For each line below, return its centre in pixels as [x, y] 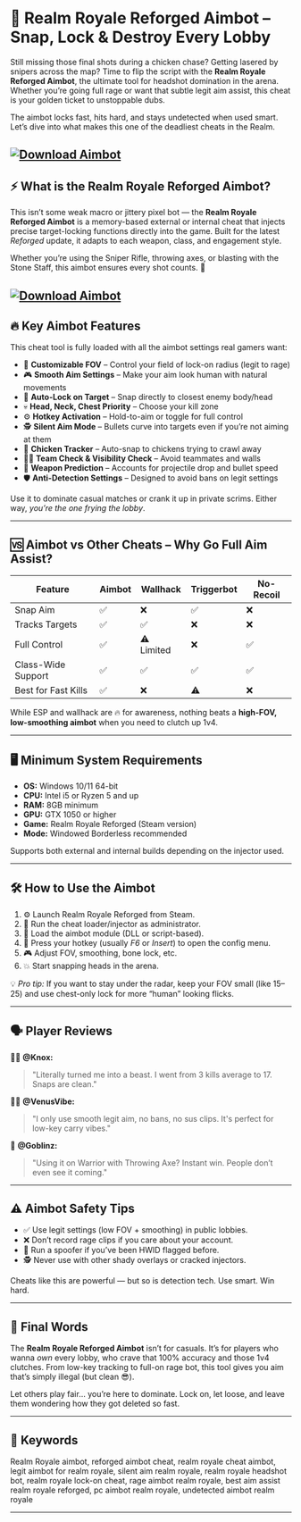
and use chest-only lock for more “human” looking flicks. [130, 993]
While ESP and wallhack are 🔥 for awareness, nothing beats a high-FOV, [144, 713]
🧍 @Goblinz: [34, 1145]
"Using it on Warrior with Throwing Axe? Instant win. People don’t [152, 1162]
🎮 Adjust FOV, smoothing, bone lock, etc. [100, 953]
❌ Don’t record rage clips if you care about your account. [128, 1240]
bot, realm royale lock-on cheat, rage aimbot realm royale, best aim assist [145, 1481]
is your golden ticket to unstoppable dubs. [88, 100]
